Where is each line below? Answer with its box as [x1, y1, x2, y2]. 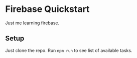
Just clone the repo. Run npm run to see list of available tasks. [5, 47, 132, 53]
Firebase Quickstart [5, 3, 90, 15]
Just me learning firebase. [5, 20, 59, 26]
